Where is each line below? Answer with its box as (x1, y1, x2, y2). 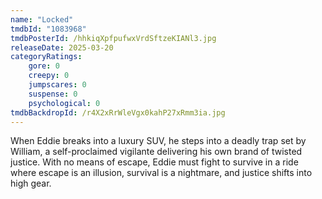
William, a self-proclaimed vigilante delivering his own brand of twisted (10, 146, 303, 158)
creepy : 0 (28, 71, 70, 81)
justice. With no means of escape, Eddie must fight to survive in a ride (10, 156, 299, 168)
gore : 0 (28, 61, 60, 71)
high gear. (10, 177, 52, 190)
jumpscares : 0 (28, 80, 87, 90)
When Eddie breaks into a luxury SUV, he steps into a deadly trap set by (10, 135, 307, 147)
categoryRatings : (10, 52, 83, 62)
